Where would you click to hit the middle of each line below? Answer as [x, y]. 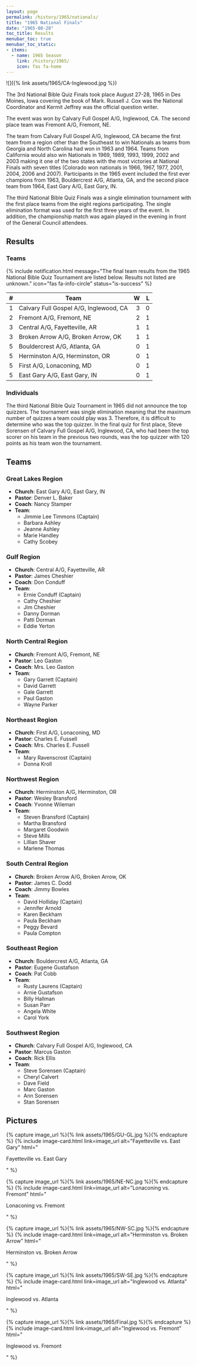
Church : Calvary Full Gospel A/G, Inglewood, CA [73, 1046]
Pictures [22, 1120]
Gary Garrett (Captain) [51, 679]
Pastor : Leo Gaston [38, 661]
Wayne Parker [40, 704]
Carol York [36, 1017]
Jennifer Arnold [42, 908]
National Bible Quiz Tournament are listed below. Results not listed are [91, 277]
